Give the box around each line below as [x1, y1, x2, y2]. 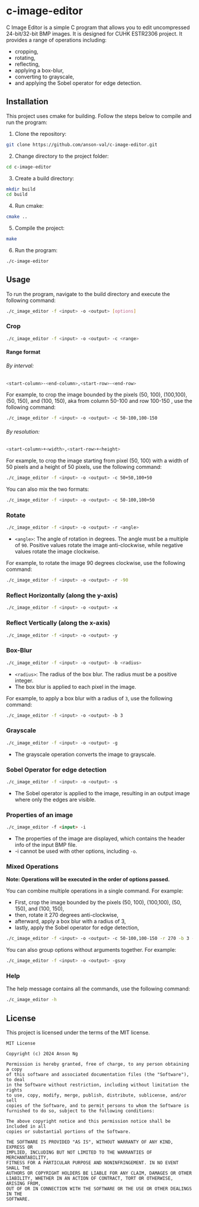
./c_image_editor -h [6, 997, 57, 1003]
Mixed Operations [6, 862, 59, 871]
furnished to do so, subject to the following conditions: [6, 1108, 155, 1114]
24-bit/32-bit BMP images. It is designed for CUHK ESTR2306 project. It [6, 30, 182, 37]
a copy [6, 1066, 23, 1072]
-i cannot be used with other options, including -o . [14, 847, 137, 855]
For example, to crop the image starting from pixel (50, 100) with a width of [6, 457, 189, 464]
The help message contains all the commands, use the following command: [6, 985, 191, 992]
